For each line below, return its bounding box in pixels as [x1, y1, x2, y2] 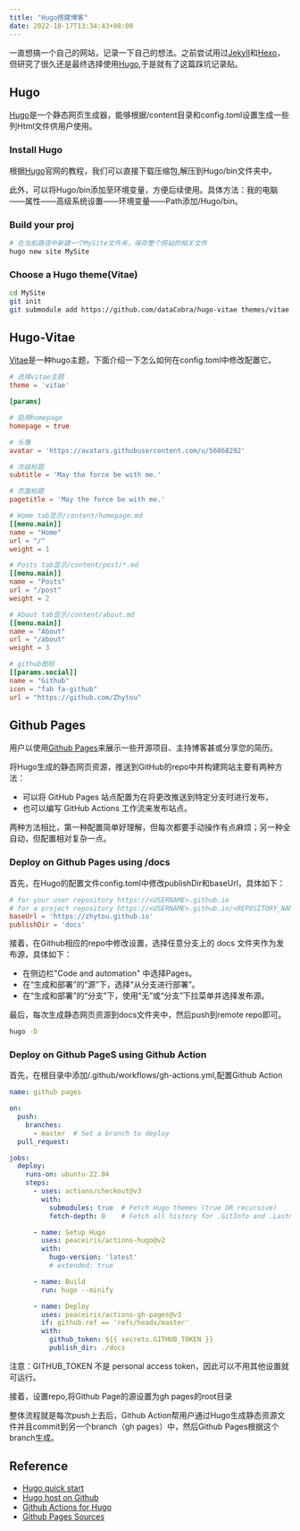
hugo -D [9, 1027, 38, 1037]
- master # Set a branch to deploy [32, 1129, 170, 1138]
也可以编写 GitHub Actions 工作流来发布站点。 [21, 803, 192, 814]
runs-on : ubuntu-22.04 [25, 1170, 110, 1179]
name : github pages [9, 1088, 82, 1097]
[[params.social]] [9, 668, 78, 677]
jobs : [9, 1153, 29, 1162]
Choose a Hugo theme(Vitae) [9, 268, 138, 280]
